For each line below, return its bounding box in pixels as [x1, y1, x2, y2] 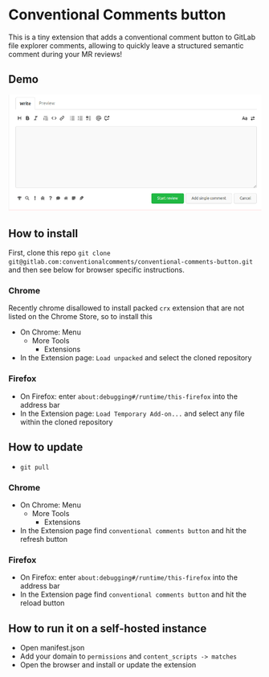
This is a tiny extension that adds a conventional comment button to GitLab [8, 32, 255, 42]
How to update [8, 441, 84, 454]
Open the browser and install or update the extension [19, 659, 197, 669]
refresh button [19, 534, 68, 544]
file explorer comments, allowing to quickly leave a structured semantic [8, 40, 244, 50]
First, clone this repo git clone [8, 248, 111, 258]
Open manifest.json [19, 642, 85, 652]
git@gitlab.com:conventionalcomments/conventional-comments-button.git [8, 258, 253, 266]
